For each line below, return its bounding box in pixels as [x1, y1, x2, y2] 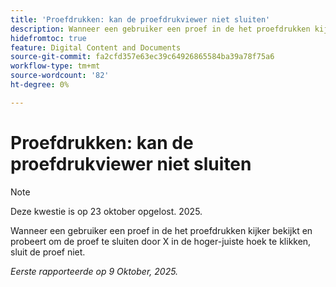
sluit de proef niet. [10, 246, 86, 258]
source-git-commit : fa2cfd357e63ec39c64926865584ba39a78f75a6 [10, 52, 275, 62]
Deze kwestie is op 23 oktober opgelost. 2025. [10, 205, 203, 217]
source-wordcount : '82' [10, 71, 110, 81]
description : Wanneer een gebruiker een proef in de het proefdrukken [10, 24, 311, 34]
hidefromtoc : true [10, 33, 87, 43]
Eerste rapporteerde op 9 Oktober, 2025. [10, 265, 179, 277]
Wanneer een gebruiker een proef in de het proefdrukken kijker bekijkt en [10, 224, 313, 236]
